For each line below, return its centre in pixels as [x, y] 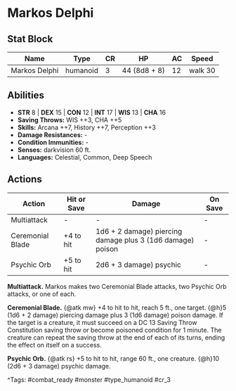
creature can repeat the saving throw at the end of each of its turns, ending [116, 337]
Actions [25, 180]
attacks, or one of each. [42, 294]
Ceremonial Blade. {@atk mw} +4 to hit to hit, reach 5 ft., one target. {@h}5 [117, 307]
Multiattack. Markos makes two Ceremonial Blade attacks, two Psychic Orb [117, 286]
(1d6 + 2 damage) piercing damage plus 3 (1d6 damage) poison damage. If [115, 315]
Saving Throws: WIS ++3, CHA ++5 [70, 120]
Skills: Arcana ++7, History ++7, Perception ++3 [87, 127]
